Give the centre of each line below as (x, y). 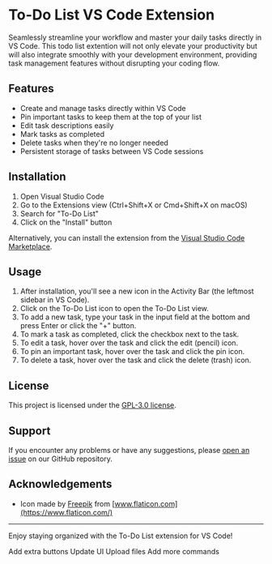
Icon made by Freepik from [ (67, 503)
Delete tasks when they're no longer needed (94, 143)
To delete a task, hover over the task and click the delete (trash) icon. (136, 360)
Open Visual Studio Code (62, 196)
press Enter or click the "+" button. (78, 326)
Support (30, 431)
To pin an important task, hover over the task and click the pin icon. (132, 352)
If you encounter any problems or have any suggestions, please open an (129, 450)
